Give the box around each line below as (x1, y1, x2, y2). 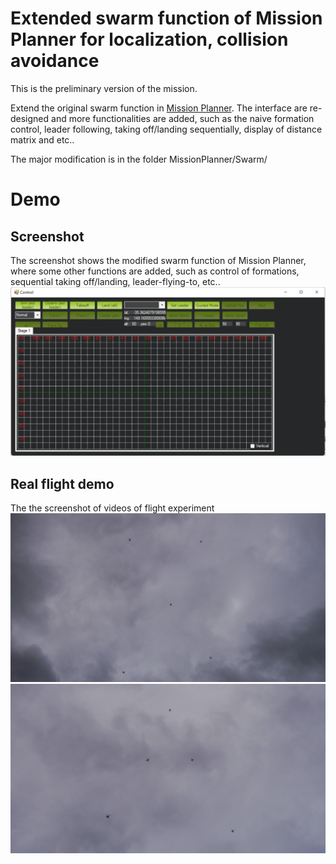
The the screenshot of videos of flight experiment (10, 502, 215, 514)
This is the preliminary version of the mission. (10, 82, 198, 94)
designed (10, 112, 50, 124)
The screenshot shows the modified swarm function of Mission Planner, (10, 254, 307, 266)
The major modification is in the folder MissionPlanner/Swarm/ (10, 153, 268, 165)
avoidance (10, 50, 100, 72)
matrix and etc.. (10, 133, 75, 146)
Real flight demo (10, 475, 115, 492)
